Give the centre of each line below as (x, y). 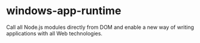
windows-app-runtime (64, 11)
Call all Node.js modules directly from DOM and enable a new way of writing (100, 27)
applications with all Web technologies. (54, 33)
